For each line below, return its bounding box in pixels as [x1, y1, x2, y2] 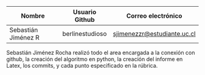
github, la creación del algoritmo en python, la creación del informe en [6, 55, 183, 63]
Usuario [73, 8, 96, 16]
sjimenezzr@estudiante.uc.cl [112, 30, 196, 38]
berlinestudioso [62, 30, 107, 38]
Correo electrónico [126, 12, 182, 20]
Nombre [21, 12, 45, 20]
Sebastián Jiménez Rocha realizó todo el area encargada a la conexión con [6, 49, 195, 56]
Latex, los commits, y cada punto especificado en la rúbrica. [6, 62, 158, 69]
